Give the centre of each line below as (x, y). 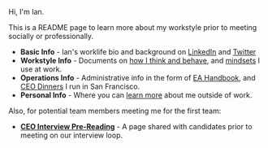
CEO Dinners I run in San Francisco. (80, 86)
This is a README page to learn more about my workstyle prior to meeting (133, 27)
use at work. (41, 69)
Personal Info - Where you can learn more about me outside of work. (136, 95)
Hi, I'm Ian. (26, 12)
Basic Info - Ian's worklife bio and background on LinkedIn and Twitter (138, 52)
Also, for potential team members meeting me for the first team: (115, 111)
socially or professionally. (51, 36)
